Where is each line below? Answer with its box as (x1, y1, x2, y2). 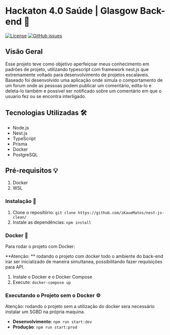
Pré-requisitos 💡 (5, 166, 58, 175)
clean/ (12, 215, 27, 220)
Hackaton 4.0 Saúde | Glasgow (5, 5, 139, 17)
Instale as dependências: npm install (12, 219, 91, 225)
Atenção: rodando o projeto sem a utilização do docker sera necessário (5, 304, 155, 310)
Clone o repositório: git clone (12, 209, 76, 215)
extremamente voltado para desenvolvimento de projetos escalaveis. (5, 72, 150, 78)
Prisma (12, 141, 28, 147)
